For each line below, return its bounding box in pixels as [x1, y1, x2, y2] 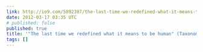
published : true [6, 25, 47, 32]
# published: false [6, 20, 56, 26]
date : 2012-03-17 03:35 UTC [6, 14, 77, 20]
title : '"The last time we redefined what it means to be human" [6, 31, 174, 37]
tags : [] [6, 36, 28, 42]
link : [6, 8, 20, 15]
